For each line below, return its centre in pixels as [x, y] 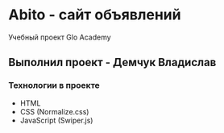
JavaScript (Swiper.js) [56, 120]
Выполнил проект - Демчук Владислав [112, 62]
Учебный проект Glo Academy [60, 37]
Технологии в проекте [54, 85]
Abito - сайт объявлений [95, 15]
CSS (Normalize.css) [54, 111]
